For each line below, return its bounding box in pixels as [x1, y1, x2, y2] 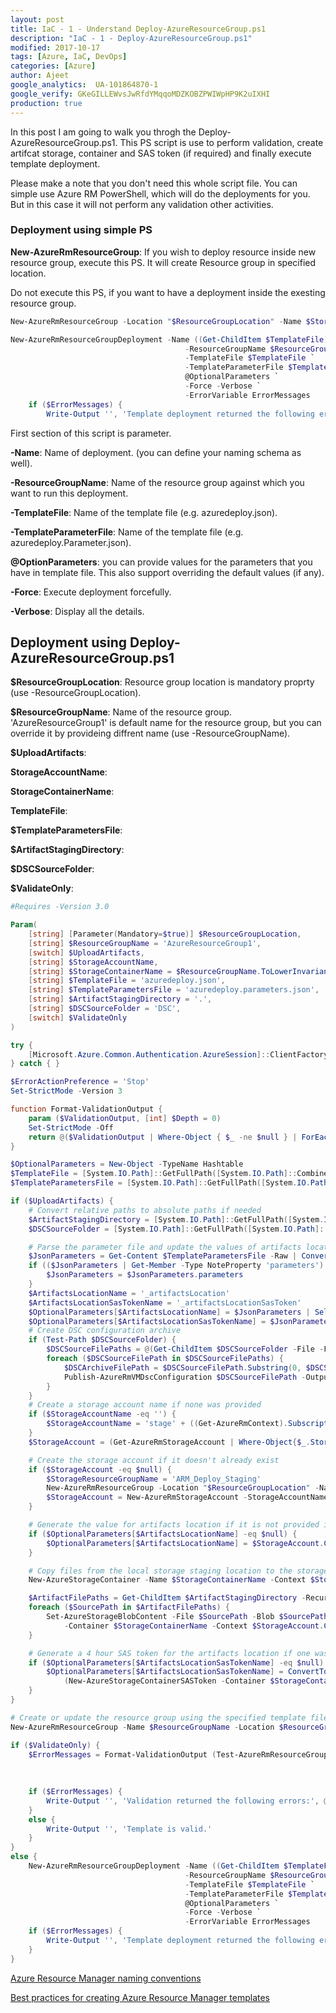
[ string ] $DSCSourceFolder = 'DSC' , [28, 1004, 182, 1014]
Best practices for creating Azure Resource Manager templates [10, 1991, 270, 2003]
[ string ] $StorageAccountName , [28, 957, 159, 967]
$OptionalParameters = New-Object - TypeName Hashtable [10, 1159, 244, 1170]
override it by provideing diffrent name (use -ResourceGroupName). [10, 727, 291, 740]
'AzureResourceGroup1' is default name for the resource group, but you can [10, 717, 322, 729]
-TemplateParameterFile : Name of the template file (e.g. [10, 526, 244, 538]
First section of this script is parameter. [10, 427, 172, 439]
